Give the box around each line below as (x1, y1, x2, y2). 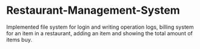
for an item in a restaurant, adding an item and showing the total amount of (6, 29, 193, 36)
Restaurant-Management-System (6, 4, 181, 17)
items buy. (6, 36, 32, 43)
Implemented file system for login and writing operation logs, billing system (6, 23, 194, 30)
